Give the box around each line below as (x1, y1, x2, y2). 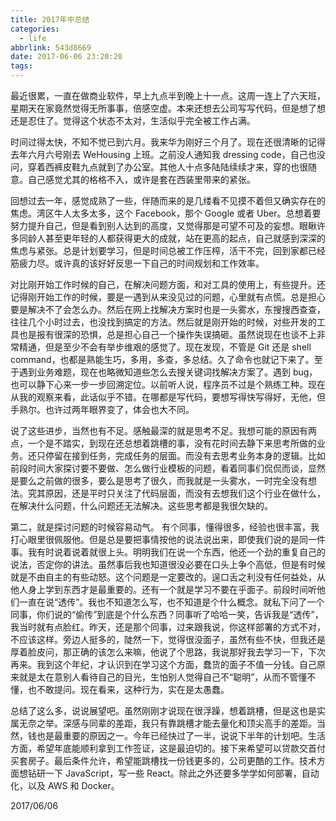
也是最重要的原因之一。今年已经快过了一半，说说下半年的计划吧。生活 (36, 730, 326, 741)
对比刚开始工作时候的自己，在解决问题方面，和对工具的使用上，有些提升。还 (10, 279, 326, 290)
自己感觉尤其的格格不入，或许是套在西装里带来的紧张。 (27, 174, 256, 185)
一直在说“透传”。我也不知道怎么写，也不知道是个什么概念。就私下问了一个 (18, 596, 325, 608)
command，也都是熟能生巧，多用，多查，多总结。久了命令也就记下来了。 (10, 354, 315, 365)
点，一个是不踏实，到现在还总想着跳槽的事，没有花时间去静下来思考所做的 (10, 437, 317, 449)
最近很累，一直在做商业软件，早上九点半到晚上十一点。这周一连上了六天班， (10, 90, 326, 101)
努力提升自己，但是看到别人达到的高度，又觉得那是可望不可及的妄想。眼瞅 (10, 220, 317, 231)
